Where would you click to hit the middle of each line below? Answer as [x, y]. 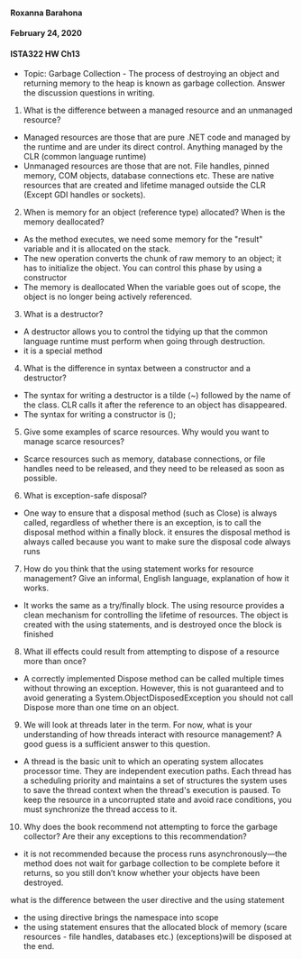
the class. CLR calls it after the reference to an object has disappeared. [155, 405]
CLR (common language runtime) [85, 157]
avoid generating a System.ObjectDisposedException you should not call [158, 698]
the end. [39, 946]
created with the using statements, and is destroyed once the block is [152, 625]
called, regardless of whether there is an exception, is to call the [142, 523]
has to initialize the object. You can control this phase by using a [142, 268]
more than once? [55, 662]
